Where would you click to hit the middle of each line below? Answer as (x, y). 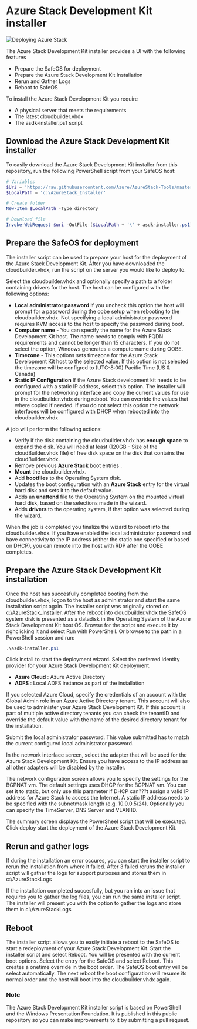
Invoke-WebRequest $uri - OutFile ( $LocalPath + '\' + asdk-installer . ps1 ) (99, 225)
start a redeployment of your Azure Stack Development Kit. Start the (89, 948)
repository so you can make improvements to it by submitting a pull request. (98, 1020)
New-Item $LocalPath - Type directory (52, 209)
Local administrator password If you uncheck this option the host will (99, 305)
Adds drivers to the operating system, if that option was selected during (102, 509)
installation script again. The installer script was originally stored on (87, 606)
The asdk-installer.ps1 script (49, 122)
